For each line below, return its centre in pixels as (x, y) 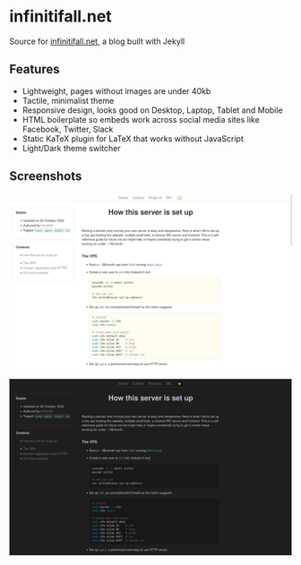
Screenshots (46, 176)
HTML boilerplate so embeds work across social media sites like (141, 119)
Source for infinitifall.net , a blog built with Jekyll (97, 41)
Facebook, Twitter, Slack (68, 129)
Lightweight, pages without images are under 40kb (116, 90)
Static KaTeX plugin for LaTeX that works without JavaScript (133, 138)
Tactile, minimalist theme (68, 100)
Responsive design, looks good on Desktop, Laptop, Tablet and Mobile (153, 110)
